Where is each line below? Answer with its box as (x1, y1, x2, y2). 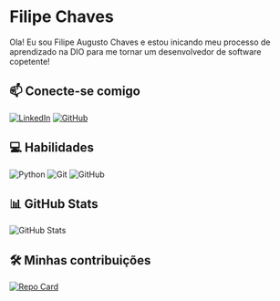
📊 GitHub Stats (9, 196, 99, 212)
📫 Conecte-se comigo (9, 84, 141, 99)
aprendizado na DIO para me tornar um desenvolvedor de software (9, 46, 262, 57)
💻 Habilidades (9, 140, 94, 156)
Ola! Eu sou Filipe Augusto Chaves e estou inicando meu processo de (9, 36, 271, 47)
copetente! (9, 56, 50, 67)
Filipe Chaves (9, 6, 114, 27)
